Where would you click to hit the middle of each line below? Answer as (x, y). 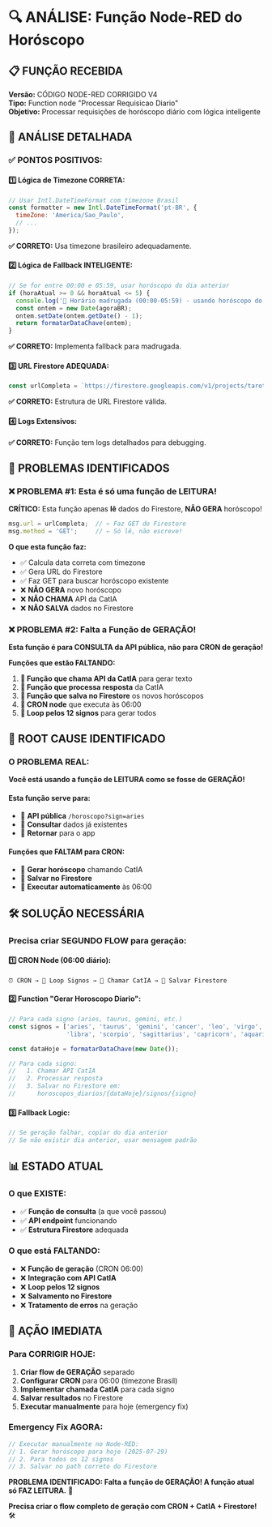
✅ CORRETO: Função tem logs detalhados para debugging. (107, 442)
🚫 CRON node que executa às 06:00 (81, 704)
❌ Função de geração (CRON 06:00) (82, 1268)
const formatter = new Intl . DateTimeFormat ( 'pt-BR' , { (103, 208)
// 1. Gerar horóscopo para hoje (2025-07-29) (88, 1452)
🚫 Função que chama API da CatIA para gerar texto (106, 678)
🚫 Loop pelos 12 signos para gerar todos (88, 713)
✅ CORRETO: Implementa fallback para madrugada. (95, 346)
